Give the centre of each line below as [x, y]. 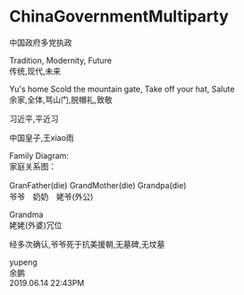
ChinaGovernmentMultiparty [119, 17]
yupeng [23, 262]
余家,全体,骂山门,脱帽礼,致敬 [61, 100]
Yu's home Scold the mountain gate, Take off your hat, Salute [122, 89]
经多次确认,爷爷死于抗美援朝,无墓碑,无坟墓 [87, 244]
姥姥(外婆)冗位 [36, 225]
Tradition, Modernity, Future [61, 60]
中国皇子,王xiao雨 [42, 137]
